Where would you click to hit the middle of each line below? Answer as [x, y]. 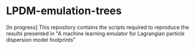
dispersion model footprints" [41, 40]
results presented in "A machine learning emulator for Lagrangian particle [95, 33]
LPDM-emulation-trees [64, 11]
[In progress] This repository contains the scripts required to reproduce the [97, 27]
